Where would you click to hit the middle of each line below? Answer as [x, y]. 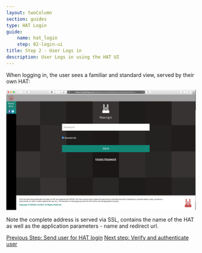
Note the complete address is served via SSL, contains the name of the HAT [100, 220]
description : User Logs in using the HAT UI [63, 57]
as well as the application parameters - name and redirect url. [82, 226]
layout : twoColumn [29, 13]
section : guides [26, 19]
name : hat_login [38, 38]
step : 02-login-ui [40, 44]
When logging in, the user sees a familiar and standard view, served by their [100, 75]
